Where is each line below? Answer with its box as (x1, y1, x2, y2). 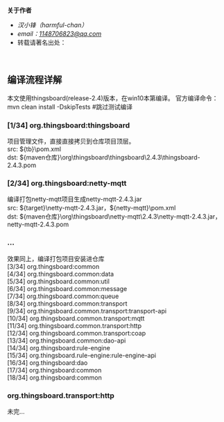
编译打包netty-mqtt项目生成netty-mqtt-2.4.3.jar (7, 195, 142, 203)
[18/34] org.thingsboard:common (7, 373, 102, 382)
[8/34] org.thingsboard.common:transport (7, 299, 128, 308)
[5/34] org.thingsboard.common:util (7, 277, 110, 286)
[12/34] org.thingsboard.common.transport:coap (7, 329, 146, 337)
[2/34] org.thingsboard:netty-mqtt (7, 178, 127, 188)
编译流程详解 (7, 74, 62, 86)
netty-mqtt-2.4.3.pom (7, 220, 69, 228)
